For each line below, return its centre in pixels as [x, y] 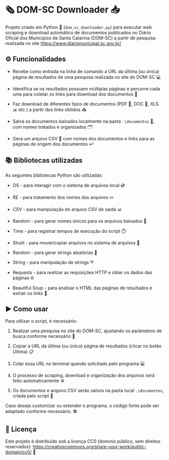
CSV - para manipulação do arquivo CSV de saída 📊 [67, 209]
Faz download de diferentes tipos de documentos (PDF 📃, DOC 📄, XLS [86, 104]
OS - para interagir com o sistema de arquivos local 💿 [69, 185]
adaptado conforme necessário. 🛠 [41, 412]
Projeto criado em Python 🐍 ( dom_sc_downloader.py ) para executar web [79, 27]
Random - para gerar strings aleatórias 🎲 [55, 252]
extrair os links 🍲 [30, 293]
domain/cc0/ [18, 452]
